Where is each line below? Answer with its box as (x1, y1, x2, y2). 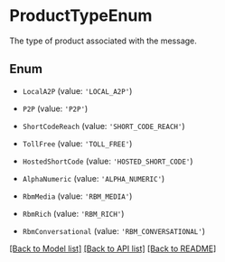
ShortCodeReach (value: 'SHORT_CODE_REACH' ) (22, 120, 185, 131)
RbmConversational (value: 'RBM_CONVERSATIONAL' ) (22, 225, 206, 236)
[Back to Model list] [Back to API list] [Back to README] (9, 243, 217, 254)
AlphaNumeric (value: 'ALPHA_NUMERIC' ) (22, 173, 165, 183)
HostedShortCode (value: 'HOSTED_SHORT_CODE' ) (22, 155, 193, 166)
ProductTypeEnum (9, 5, 153, 26)
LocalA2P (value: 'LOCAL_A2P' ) (22, 85, 133, 96)
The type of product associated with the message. (9, 35, 197, 46)
